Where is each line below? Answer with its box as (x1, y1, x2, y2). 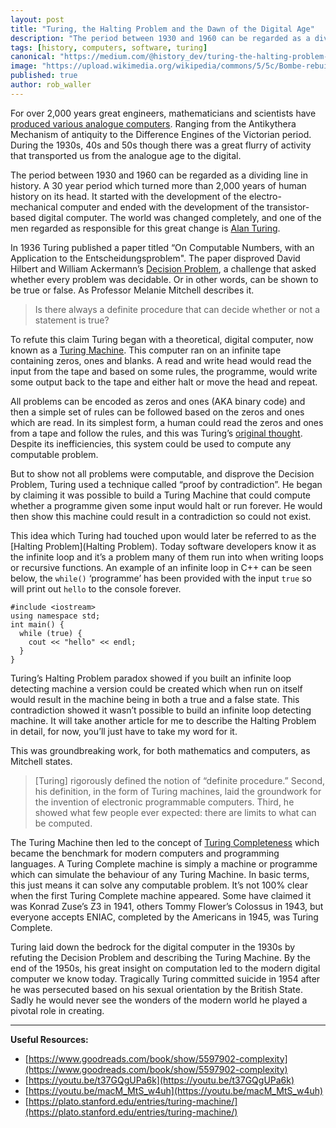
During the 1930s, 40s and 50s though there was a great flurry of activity (10, 139, 312, 151)
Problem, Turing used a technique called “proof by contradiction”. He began (10, 478, 323, 490)
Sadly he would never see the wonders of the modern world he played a (10, 994, 308, 1006)
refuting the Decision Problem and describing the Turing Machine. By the (10, 951, 311, 963)
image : (10, 61, 38, 71)
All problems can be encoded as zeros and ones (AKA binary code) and (10, 395, 306, 407)
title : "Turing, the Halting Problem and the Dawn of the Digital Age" (10, 24, 315, 34)
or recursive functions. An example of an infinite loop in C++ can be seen (10, 561, 312, 573)
